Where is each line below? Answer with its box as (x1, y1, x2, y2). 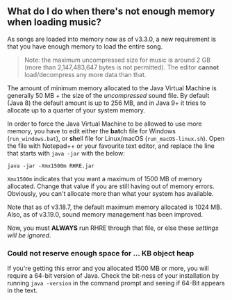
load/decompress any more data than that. (24, 70, 147, 78)
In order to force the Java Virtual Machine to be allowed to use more (7, 119, 203, 128)
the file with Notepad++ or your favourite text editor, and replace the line (7, 142, 215, 150)
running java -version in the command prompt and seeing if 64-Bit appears (7, 279, 225, 287)
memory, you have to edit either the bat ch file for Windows (7, 126, 176, 135)
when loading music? (7, 17, 102, 28)
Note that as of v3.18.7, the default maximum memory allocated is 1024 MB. (7, 203, 222, 211)
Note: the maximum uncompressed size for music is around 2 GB (24, 56, 210, 64)
